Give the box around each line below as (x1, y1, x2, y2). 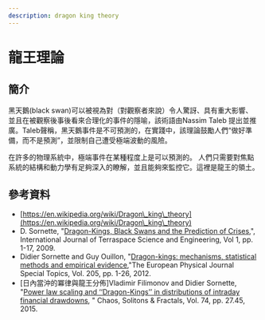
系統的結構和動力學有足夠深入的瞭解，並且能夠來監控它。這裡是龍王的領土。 (8, 162, 259, 172)
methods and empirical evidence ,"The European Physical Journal (19, 260, 235, 270)
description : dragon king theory (8, 11, 119, 20)
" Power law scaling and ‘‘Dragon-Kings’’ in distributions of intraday (19, 287, 240, 297)
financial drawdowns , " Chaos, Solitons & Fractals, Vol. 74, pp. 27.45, (19, 296, 245, 306)
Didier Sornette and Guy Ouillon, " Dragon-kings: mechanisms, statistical (19, 252, 257, 262)
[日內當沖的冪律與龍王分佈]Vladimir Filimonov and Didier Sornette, (19, 279, 237, 288)
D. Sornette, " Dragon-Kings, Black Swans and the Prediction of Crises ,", (19, 227, 256, 236)
